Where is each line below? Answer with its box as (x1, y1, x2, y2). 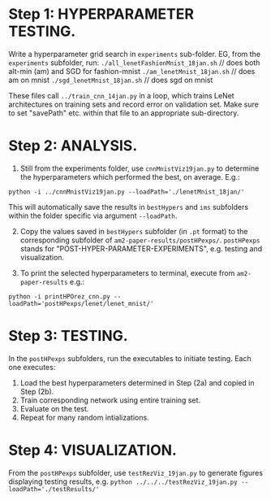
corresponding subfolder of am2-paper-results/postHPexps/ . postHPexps (19, 235, 260, 245)
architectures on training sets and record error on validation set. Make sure (8, 99, 260, 109)
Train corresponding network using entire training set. (19, 395, 201, 405)
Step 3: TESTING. (8, 327, 128, 346)
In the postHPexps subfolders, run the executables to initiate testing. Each (8, 353, 252, 363)
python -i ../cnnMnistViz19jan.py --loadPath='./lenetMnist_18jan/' (8, 188, 245, 196)
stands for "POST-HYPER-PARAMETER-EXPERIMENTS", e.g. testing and (19, 243, 262, 253)
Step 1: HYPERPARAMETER (8, 5, 195, 24)
